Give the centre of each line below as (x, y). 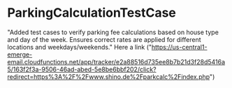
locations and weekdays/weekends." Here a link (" (80, 47)
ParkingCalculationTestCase (92, 13)
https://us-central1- (179, 47)
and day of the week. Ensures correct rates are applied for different (104, 39)
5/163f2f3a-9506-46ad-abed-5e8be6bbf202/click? (82, 69)
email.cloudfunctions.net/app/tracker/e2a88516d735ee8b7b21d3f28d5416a (116, 61)
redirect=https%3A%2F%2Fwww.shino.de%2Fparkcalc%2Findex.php (109, 76)
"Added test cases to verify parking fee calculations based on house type (113, 32)
